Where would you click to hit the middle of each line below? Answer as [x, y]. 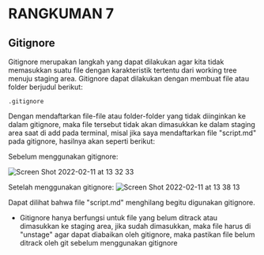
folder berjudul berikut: [45, 87]
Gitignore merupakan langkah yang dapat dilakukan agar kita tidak [116, 62]
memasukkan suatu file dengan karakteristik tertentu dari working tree [123, 70]
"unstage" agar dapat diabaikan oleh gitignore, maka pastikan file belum [137, 234]
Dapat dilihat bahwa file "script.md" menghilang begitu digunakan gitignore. [132, 202]
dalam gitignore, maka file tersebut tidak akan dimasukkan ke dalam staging [132, 124]
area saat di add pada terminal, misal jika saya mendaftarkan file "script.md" [132, 133]
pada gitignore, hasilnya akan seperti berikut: [82, 141]
